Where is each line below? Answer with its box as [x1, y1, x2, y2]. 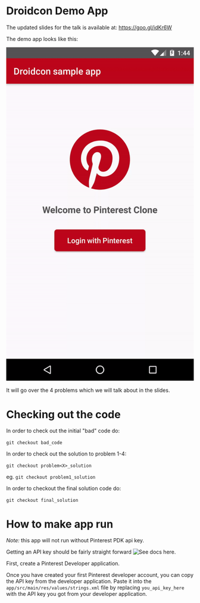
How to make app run [6, 517, 114, 530]
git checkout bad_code [6, 440, 62, 446]
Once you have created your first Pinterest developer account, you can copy [6, 571, 194, 579]
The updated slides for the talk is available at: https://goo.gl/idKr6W [6, 24, 173, 31]
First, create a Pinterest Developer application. [6, 560, 120, 567]
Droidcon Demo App [6, 4, 108, 18]
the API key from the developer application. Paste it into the [6, 578, 152, 585]
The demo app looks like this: [6, 35, 79, 42]
